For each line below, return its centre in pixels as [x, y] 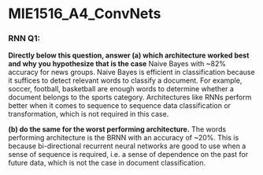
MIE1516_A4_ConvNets [85, 14]
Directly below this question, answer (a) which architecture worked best [129, 55]
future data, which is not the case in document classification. [107, 163]
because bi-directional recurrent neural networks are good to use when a [127, 146]
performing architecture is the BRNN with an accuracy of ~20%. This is [124, 138]
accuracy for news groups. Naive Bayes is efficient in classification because [131, 73]
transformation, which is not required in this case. [89, 114]
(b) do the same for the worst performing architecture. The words [117, 129]
